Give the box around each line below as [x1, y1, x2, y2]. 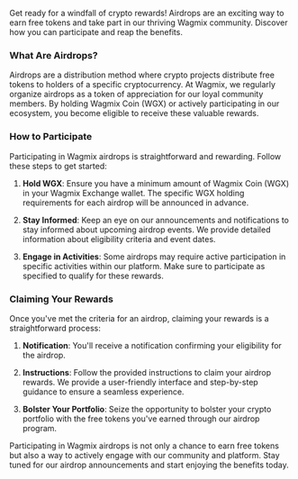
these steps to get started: [9, 160, 108, 171]
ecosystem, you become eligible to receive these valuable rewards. [9, 108, 259, 119]
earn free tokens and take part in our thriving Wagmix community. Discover [9, 17, 288, 28]
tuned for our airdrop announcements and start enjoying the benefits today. [9, 459, 290, 470]
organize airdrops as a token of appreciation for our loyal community [9, 89, 264, 100]
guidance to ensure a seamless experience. [22, 386, 185, 397]
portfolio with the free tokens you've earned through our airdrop [22, 413, 260, 424]
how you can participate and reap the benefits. [9, 27, 183, 37]
